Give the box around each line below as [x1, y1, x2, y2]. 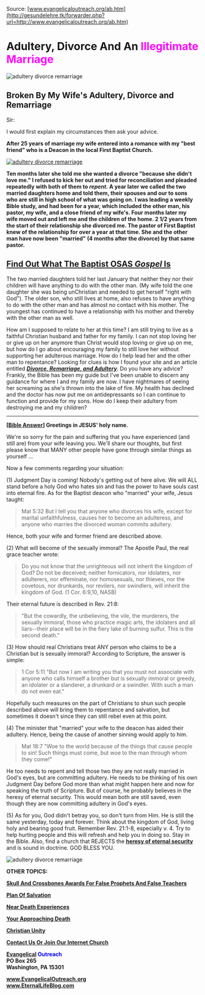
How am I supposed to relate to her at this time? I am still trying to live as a [6, 326, 193, 333]
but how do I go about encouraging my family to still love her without [6, 345, 179, 353]
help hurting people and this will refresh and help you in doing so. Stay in [6, 831, 190, 838]
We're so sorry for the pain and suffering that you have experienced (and [6, 433, 190, 440]
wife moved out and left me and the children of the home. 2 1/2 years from [6, 215, 197, 222]
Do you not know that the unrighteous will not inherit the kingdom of [21, 562, 193, 570]
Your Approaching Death [6, 915, 71, 922]
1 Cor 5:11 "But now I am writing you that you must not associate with [21, 668, 194, 675]
